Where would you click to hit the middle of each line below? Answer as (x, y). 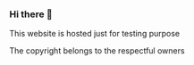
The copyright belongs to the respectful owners (97, 51)
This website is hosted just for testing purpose (95, 34)
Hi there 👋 (31, 14)
